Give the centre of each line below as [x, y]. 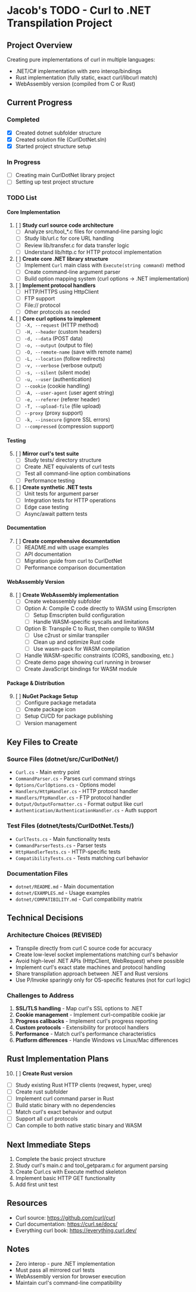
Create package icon [50, 709]
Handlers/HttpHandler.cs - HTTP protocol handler [77, 791]
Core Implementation [34, 212]
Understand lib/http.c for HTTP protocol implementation [93, 252]
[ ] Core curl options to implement [58, 319]
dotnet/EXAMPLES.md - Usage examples [63, 892]
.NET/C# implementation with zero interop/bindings [78, 71]
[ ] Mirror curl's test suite [47, 454]
